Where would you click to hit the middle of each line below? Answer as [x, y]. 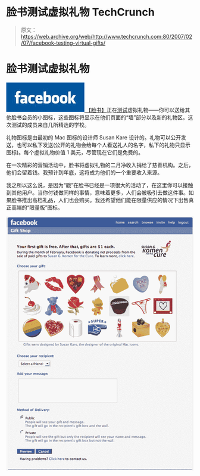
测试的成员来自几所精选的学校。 [50, 125]
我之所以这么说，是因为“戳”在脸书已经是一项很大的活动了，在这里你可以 [95, 185]
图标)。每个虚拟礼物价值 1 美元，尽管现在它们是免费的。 [75, 152]
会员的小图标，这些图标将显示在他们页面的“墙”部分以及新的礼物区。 [105, 117]
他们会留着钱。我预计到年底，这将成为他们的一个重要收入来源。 [84, 172]
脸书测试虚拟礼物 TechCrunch [80, 12]
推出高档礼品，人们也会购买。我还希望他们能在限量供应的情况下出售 [105, 200]
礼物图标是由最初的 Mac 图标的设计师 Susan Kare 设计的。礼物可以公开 [94, 137]
